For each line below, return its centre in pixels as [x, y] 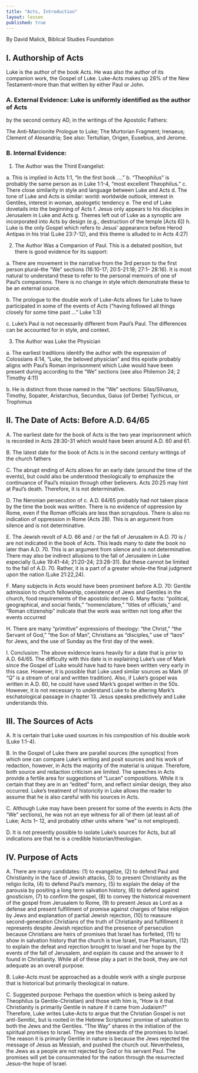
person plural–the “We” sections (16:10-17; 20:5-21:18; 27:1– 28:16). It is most [99, 269]
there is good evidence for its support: [61, 251]
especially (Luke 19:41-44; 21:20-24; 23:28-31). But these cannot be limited [98, 562]
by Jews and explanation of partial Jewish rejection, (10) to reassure [89, 915]
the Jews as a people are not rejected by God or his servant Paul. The [91, 1051]
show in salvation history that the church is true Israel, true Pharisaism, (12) [97, 940]
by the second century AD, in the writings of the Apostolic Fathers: [87, 120]
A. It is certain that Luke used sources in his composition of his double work [98, 735]
